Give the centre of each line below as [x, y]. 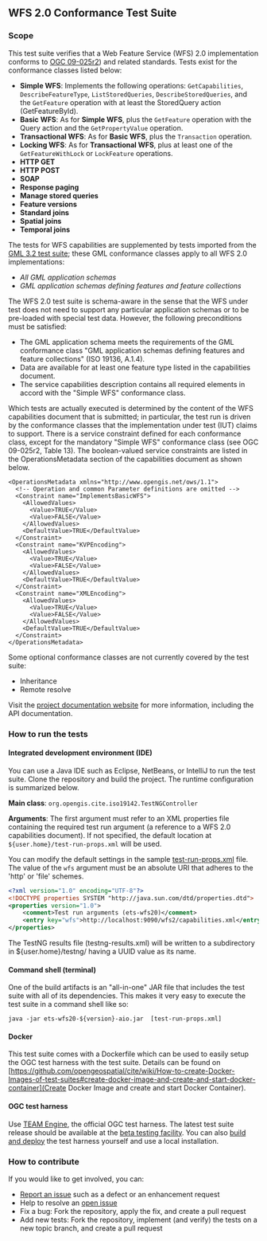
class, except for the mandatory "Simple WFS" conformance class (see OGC [133, 442]
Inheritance [39, 681]
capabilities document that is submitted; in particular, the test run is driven [130, 417]
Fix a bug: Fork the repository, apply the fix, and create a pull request [133, 1211]
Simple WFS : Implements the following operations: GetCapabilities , [132, 85]
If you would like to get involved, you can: [76, 1179]
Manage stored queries [59, 195]
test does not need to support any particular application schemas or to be [129, 309]
